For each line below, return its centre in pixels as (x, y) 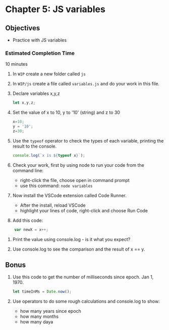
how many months (39, 316)
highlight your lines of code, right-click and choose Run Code (84, 210)
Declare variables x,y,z (36, 93)
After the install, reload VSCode (53, 205)
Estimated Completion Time (40, 53)
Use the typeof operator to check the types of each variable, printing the (88, 140)
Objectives (23, 28)
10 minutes (16, 64)
